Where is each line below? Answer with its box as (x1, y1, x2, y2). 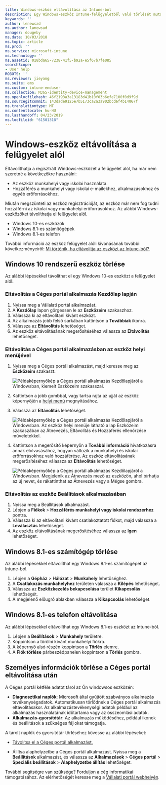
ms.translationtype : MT (5, 104, 54, 109)
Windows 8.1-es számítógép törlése (5, 548, 118, 556)
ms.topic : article (5, 39, 43, 44)
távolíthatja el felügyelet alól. (29, 211, 88, 217)
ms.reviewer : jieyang (5, 76, 50, 81)
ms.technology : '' (5, 53, 43, 58)
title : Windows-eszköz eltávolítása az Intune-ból (5, 7, 112, 12)
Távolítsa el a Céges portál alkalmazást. (12, 739, 93, 745)
